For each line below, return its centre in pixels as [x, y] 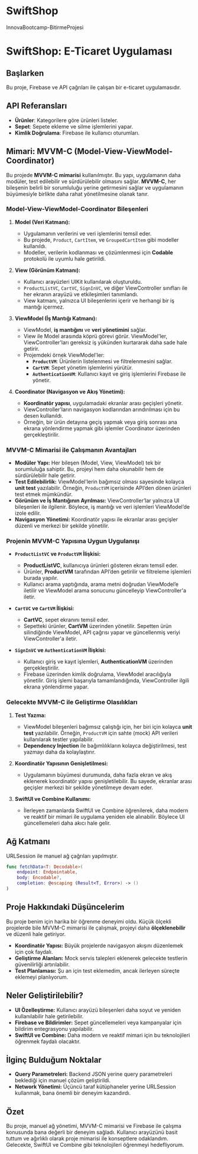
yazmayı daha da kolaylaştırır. [59, 752]
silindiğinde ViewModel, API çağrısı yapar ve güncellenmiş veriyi [102, 633]
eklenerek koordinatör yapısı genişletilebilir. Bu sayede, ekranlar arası [108, 781]
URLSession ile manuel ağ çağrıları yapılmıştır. [62, 856]
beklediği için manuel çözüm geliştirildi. [63, 1081]
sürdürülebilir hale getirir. [45, 476]
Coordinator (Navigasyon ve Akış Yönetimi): [70, 392]
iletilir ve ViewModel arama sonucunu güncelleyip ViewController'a [105, 591]
